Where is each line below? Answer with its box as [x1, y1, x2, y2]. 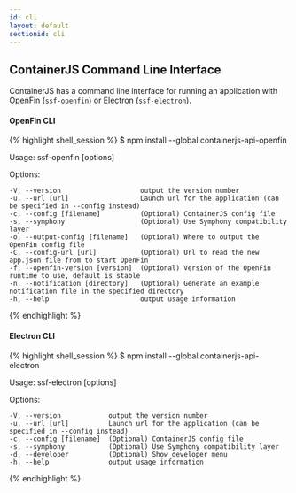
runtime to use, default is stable [9, 272, 141, 281]
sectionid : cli [9, 29, 66, 38]
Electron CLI [9, 330, 56, 341]
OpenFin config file [9, 241, 86, 250]
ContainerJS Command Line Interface [9, 62, 222, 77]
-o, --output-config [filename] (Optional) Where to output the [9, 233, 260, 242]
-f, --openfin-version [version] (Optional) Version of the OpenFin [9, 264, 272, 273]
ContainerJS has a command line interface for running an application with [9, 86, 278, 96]
